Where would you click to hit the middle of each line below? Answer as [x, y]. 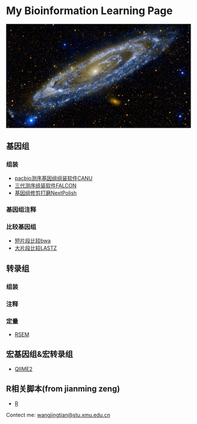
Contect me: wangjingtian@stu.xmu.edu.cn [58, 415]
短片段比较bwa [33, 241]
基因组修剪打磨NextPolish [46, 193]
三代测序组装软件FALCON [45, 186]
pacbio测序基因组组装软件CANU [53, 178]
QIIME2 [23, 369]
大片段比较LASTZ [36, 248]
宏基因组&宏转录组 [40, 354]
